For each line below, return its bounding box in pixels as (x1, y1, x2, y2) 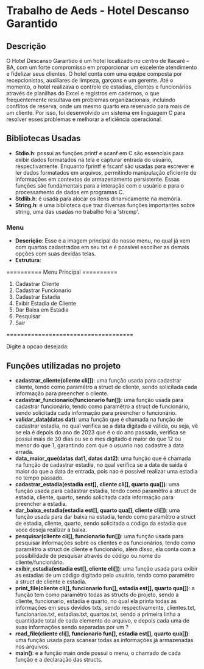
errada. (15, 448, 34, 455)
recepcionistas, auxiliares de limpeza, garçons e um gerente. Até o (6, 77, 174, 84)
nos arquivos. (15, 643, 50, 650)
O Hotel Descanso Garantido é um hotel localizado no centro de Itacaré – (6, 57, 190, 64)
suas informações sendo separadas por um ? (15, 623, 129, 631)
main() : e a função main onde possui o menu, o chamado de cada (15, 649, 181, 657)
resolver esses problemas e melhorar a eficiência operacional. (6, 115, 163, 123)
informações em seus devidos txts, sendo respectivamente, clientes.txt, (15, 604, 196, 611)
